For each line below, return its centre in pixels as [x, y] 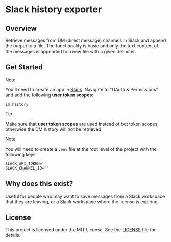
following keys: [21, 154]
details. [13, 235]
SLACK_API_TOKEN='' [26, 164]
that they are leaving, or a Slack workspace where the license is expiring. [82, 201]
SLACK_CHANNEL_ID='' [27, 168]
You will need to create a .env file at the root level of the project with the [81, 149]
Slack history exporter [54, 9]
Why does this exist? [39, 184]
